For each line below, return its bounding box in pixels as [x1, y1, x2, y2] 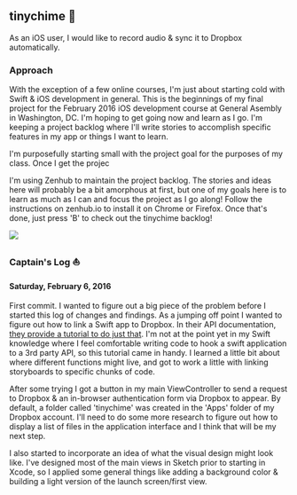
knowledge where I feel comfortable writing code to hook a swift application [9, 338, 287, 349]
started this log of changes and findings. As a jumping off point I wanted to [9, 310, 283, 320]
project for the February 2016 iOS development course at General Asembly [9, 103, 282, 114]
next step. [9, 431, 46, 442]
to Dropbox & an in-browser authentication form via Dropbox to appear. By [9, 393, 281, 404]
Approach [9, 64, 53, 76]
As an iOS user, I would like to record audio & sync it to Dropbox [9, 32, 242, 43]
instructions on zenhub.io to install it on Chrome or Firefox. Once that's [9, 203, 268, 214]
